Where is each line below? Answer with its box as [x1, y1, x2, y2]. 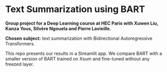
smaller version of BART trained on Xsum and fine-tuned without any [5, 55, 150, 61]
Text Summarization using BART [5, 4, 145, 15]
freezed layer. [5, 61, 34, 67]
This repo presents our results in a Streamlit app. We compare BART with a [5, 50, 162, 56]
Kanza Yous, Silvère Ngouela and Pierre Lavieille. [5, 25, 112, 31]
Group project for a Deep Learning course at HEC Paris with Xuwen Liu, [5, 20, 159, 26]
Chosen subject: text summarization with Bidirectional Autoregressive [5, 35, 153, 41]
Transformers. [5, 40, 35, 46]
